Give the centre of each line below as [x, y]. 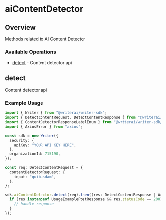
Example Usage [24, 103]
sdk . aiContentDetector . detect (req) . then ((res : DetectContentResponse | [80, 195]
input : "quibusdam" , [35, 177]
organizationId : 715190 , [35, 154]
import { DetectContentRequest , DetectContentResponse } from [70, 118]
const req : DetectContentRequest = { [44, 168]
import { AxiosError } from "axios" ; [44, 127]
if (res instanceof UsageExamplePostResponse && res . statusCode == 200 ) [86, 199]
